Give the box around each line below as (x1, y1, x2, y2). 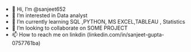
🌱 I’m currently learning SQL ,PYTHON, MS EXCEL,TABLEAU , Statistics (11, 18, 185, 25)
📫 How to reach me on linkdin (11, 31, 86, 38)
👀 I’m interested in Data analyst (11, 12, 88, 19)
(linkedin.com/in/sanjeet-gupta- (86, 31, 164, 38)
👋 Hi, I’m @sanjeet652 (11, 6, 66, 12)
